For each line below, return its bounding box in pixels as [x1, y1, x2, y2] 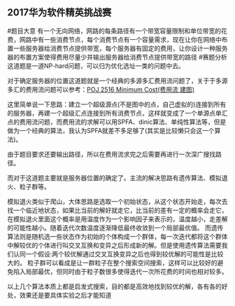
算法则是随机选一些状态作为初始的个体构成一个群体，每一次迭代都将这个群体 [7, 232, 228, 240]
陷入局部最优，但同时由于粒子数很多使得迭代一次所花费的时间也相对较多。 [13, 267, 228, 275]
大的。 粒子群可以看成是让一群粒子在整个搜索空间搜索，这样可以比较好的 [7, 258, 218, 267]
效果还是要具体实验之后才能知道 [19, 291, 112, 299]
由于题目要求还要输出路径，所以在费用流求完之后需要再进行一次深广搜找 [7, 150, 215, 158]
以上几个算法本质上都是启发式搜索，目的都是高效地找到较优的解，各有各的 [7, 282, 222, 291]
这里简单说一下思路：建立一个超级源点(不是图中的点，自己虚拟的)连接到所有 [7, 100, 227, 109]
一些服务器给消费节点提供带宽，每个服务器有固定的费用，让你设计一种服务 [13, 44, 228, 53]
